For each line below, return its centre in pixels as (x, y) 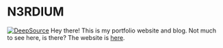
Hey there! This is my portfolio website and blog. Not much (133, 30)
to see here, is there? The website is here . (66, 37)
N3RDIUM (36, 12)
